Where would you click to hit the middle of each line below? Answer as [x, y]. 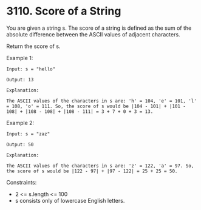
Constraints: [22, 182]
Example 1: [20, 58]
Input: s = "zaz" [28, 134]
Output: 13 [20, 80]
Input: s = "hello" [31, 69]
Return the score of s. [33, 46]
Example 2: [20, 123]
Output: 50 [20, 144]
